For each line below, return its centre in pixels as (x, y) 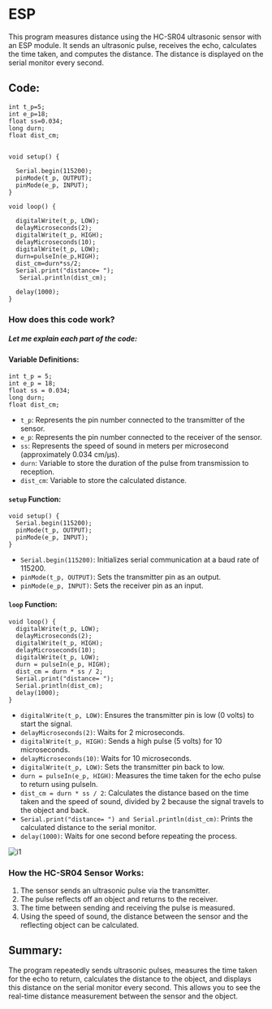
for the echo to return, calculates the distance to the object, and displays (130, 979)
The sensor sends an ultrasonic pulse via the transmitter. (115, 890)
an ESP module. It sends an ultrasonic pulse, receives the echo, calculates (133, 45)
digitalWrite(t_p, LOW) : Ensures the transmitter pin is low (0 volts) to (137, 715)
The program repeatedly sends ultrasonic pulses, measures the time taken (133, 970)
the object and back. (54, 810)
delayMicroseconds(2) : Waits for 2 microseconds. (102, 732)
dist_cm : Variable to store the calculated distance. (103, 481)
